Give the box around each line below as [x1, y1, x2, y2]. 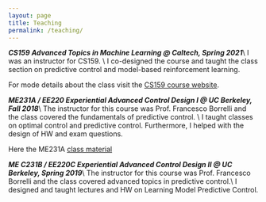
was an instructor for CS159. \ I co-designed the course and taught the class [8, 56, 258, 66]
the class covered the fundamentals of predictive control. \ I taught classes [8, 112, 253, 122]
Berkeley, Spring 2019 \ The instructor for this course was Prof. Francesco [8, 168, 252, 178]
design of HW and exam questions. [8, 129, 123, 139]
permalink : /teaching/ [8, 26, 83, 34]
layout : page [8, 11, 52, 20]
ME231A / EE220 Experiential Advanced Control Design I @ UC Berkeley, [8, 96, 253, 105]
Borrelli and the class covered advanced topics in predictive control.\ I [8, 177, 237, 186]
